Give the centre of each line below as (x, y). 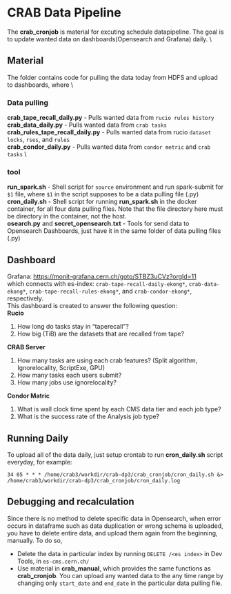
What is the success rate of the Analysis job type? (88, 417)
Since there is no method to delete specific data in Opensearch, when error (114, 518)
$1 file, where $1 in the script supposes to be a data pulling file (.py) (103, 194)
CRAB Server (27, 347)
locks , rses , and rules (39, 140)
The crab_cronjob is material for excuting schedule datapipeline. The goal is (115, 32)
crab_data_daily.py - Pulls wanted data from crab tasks (87, 125)
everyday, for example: (40, 462)
